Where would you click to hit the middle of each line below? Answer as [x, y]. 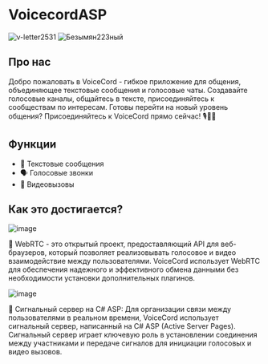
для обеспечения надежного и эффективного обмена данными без [124, 269]
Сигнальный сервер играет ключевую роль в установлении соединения [133, 335]
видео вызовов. [35, 352]
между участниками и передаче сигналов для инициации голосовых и [130, 343]
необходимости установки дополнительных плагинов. [102, 278]
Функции [32, 145]
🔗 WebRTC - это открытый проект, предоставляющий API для [114, 244]
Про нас [30, 62]
